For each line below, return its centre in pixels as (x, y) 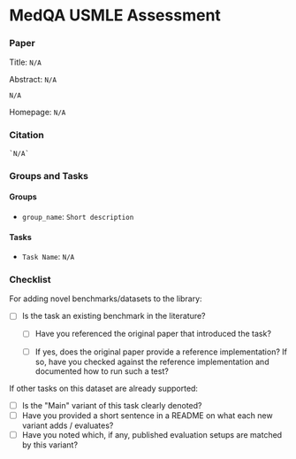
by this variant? (49, 445)
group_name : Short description (78, 216)
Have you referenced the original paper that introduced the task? (153, 334)
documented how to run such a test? (102, 371)
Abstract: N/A (33, 80)
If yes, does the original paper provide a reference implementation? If (161, 352)
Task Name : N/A (48, 257)
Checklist (30, 280)
